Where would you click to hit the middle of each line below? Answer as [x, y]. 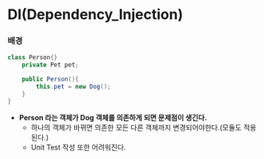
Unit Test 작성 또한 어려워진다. [78, 147]
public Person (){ [50, 79]
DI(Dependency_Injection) [95, 15]
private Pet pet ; [50, 65]
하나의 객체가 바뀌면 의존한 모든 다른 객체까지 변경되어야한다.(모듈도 [136, 127]
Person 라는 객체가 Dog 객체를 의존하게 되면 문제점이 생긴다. [113, 117]
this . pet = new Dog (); [74, 87]
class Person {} [33, 58]
